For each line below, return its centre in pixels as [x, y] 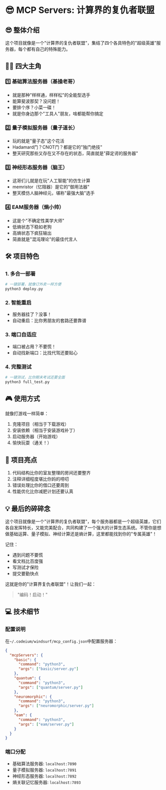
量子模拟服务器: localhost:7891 [44, 770]
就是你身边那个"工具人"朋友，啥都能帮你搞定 [58, 113]
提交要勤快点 [25, 574]
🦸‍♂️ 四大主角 [23, 66]
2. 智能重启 [18, 302]
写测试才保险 [25, 567]
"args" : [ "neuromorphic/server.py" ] [56, 706]
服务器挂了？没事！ [32, 314]
